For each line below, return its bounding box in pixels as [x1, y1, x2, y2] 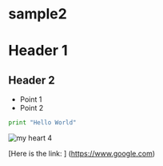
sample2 [8, 5, 68, 23]
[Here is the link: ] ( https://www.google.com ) [8, 149, 156, 159]
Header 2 [8, 73, 56, 87]
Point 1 [19, 95, 42, 104]
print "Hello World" [8, 119, 78, 127]
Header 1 [8, 42, 68, 60]
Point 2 [19, 103, 44, 113]
